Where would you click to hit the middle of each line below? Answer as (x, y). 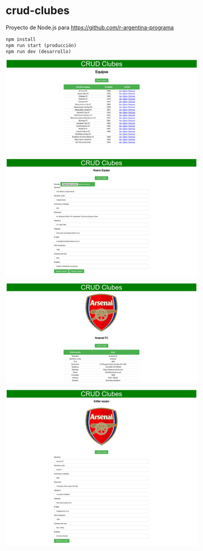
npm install (21, 39)
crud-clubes (38, 11)
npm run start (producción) (41, 45)
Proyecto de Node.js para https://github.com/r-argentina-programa (90, 27)
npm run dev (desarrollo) (38, 51)
